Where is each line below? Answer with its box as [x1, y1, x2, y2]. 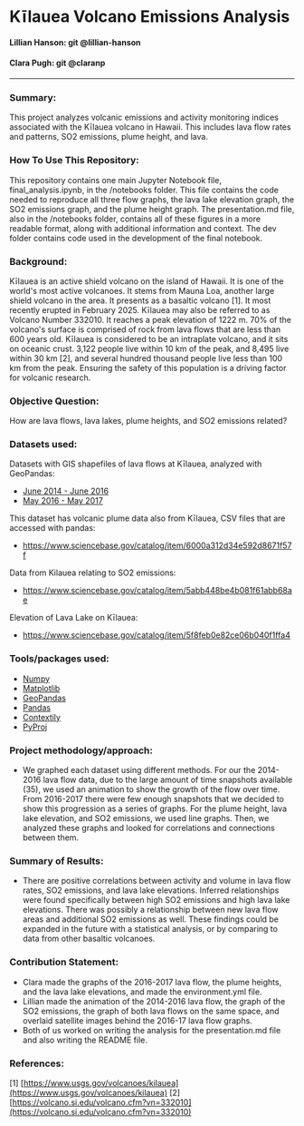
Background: [9, 255, 68, 268]
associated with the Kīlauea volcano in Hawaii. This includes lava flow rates [9, 122, 291, 132]
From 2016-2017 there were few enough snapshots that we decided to [22, 794, 285, 805]
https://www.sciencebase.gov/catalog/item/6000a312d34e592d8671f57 [22, 540, 292, 551]
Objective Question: [9, 395, 100, 407]
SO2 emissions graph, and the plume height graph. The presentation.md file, [9, 203, 295, 214]
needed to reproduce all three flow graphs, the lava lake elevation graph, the [9, 193, 295, 205]
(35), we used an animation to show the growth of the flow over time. [22, 784, 280, 795]
